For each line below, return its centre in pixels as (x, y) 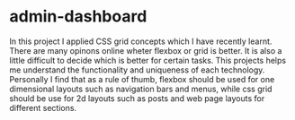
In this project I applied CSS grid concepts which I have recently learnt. (141, 41)
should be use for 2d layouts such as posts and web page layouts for (137, 98)
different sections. (43, 107)
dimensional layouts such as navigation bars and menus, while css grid (141, 89)
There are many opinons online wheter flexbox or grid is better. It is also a (146, 50)
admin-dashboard (78, 17)
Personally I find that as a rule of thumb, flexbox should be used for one (142, 79)
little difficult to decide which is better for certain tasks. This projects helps (147, 60)
